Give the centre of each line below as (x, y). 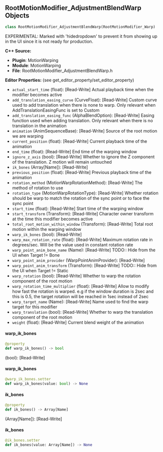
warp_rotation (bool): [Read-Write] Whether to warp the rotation (76, 276)
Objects (17, 16)
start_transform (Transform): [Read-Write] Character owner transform (83, 213)
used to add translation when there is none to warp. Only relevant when (84, 105)
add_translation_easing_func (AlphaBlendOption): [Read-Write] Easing (83, 115)
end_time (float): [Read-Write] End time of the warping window (74, 151)
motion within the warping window (47, 229)
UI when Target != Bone (36, 255)
